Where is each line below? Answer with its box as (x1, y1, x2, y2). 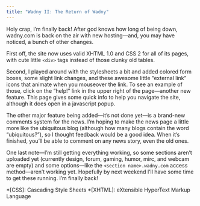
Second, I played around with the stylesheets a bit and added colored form (6, 67, 192, 75)
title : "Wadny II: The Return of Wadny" (6, 8, 110, 15)
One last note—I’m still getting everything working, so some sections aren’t (6, 149, 193, 156)
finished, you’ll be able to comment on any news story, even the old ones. (6, 137, 189, 145)
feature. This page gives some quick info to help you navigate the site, (6, 93, 181, 101)
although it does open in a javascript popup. (6, 100, 116, 107)
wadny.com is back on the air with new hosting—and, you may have (6, 31, 175, 39)
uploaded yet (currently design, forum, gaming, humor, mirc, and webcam (6, 155, 190, 163)
